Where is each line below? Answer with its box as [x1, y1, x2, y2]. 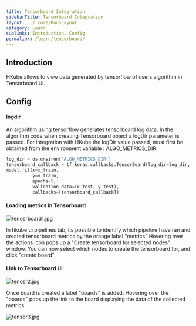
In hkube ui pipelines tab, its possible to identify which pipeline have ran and [6, 226, 191, 233]
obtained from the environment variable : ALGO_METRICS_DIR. [6, 145, 158, 152]
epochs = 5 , [32, 178, 57, 184]
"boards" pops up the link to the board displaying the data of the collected [6, 295, 186, 302]
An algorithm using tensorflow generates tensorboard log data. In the [6, 126, 174, 133]
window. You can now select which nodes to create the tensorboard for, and [6, 245, 191, 252]
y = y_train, [32, 173, 59, 179]
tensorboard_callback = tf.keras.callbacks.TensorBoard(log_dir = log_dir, [6, 162, 191, 168]
